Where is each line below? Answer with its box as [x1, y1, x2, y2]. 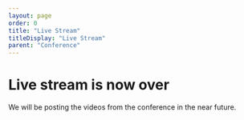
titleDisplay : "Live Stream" [8, 34, 106, 42]
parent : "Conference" [8, 42, 81, 50]
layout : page [8, 11, 52, 20]
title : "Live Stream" [8, 26, 81, 34]
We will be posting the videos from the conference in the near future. [8, 102, 237, 112]
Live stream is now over [8, 76, 170, 94]
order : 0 [8, 19, 38, 27]
